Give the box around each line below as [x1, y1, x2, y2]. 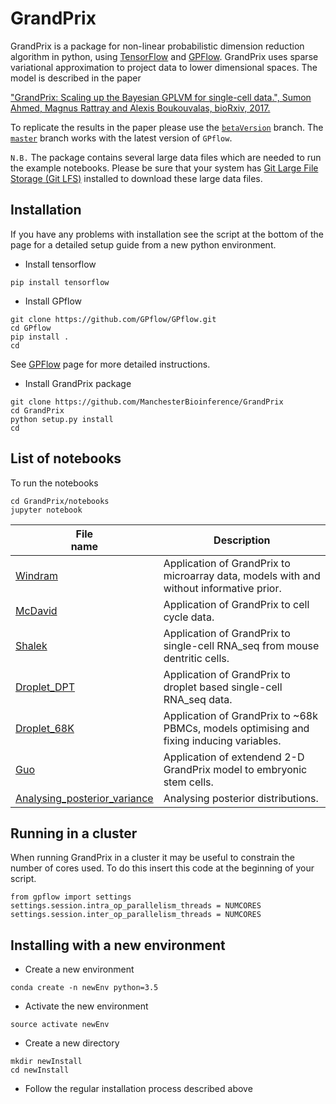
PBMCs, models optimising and [163, 721, 310, 735]
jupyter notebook [10, 505, 83, 515]
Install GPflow [24, 295, 83, 307]
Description [213, 533, 271, 547]
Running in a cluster [10, 825, 138, 842]
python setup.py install [10, 414, 114, 424]
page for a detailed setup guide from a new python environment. [10, 238, 277, 251]
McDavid [15, 603, 58, 617]
